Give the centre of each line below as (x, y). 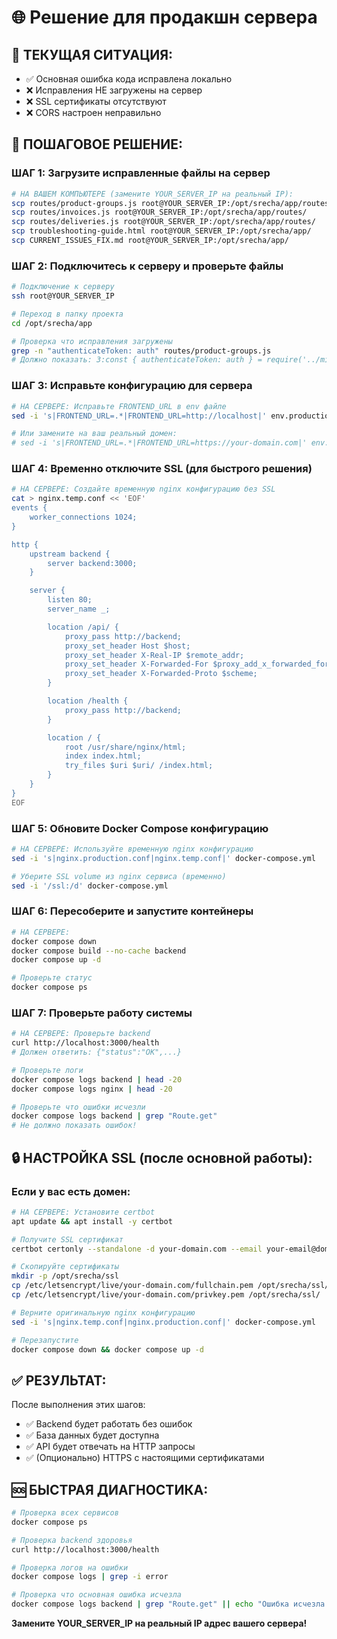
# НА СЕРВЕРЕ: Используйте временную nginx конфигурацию (132, 849)
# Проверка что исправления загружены (92, 341)
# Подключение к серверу (63, 287)
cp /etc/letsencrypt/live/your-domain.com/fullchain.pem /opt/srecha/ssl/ (170, 1286)
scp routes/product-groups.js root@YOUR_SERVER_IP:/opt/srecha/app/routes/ (172, 203)
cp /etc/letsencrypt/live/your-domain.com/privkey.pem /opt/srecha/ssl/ (166, 1295)
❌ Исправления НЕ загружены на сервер (114, 90)
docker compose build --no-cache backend (99, 951)
